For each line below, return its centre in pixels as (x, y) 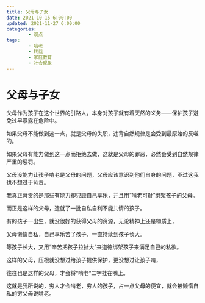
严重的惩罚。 (22, 162)
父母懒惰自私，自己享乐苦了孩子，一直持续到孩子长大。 (76, 234)
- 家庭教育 (40, 57)
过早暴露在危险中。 (35, 121)
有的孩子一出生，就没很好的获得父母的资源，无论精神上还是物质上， (92, 221)
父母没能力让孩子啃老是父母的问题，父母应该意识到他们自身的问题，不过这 (100, 175)
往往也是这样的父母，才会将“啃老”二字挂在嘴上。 (68, 273)
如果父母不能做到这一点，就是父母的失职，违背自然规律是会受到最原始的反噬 (103, 134)
